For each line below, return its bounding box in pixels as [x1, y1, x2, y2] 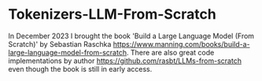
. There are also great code [126, 48, 215, 57]
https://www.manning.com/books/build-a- [113, 39, 250, 48]
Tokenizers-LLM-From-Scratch [8, 5, 216, 23]
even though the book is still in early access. [8, 64, 153, 73]
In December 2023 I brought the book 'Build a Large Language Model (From [8, 31, 254, 40]
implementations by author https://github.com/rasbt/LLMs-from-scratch [8, 56, 242, 65]
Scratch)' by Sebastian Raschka [8, 39, 112, 48]
